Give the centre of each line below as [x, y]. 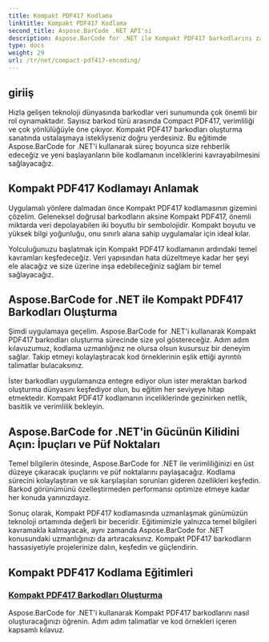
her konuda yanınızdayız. [50, 498]
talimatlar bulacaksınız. [46, 365]
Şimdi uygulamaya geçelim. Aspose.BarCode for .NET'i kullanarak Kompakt [132, 331]
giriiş [21, 93]
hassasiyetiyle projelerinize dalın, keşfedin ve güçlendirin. [103, 547]
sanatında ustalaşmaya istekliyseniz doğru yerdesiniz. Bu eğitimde [118, 138]
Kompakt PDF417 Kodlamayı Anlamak [104, 189]
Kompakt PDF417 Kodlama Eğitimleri [101, 573]
